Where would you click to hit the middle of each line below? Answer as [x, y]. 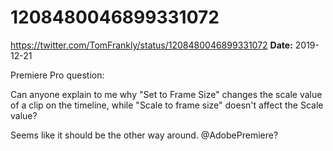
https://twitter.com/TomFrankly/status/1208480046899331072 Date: [151, 45]
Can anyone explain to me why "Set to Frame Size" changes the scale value [166, 94]
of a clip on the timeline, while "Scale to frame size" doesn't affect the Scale [167, 105]
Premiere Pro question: [57, 75]
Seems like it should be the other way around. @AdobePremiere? [144, 135]
